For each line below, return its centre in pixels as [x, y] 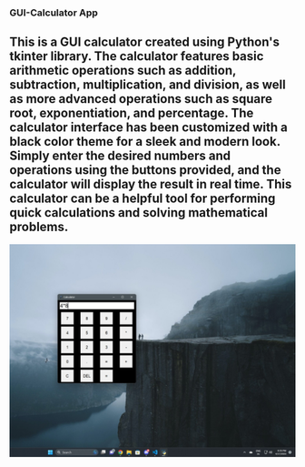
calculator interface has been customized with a [148, 128]
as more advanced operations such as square [141, 99]
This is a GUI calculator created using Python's [144, 42]
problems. [39, 227]
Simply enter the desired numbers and [120, 156]
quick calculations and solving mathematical [138, 213]
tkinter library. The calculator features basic [137, 56]
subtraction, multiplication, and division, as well [148, 85]
